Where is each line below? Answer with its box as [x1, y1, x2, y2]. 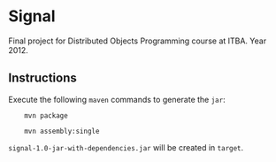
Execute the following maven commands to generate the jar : [8, 94, 226, 104]
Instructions [8, 71, 77, 86]
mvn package [24, 111, 68, 120]
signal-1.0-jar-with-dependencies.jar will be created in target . [8, 142, 244, 152]
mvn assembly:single [24, 127, 100, 135]
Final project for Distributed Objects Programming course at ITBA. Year [8, 35, 267, 46]
